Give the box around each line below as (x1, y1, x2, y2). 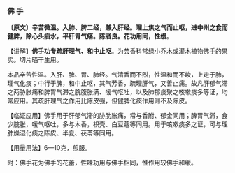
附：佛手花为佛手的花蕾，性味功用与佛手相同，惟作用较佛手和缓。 (7, 158, 197, 167)
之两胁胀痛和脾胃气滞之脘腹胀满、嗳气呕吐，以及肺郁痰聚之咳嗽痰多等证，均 (7, 88, 228, 96)
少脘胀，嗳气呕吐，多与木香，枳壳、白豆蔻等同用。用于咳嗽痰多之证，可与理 (7, 120, 228, 128)
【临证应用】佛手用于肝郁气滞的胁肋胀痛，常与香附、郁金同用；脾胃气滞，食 (7, 112, 228, 120)
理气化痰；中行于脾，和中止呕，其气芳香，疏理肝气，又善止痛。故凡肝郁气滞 (7, 79, 228, 88)
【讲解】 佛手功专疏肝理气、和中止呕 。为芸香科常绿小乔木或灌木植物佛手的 (7, 47, 222, 55)
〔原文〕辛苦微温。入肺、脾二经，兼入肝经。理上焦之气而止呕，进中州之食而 (7, 23, 228, 32)
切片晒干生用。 (19, 56, 63, 64)
